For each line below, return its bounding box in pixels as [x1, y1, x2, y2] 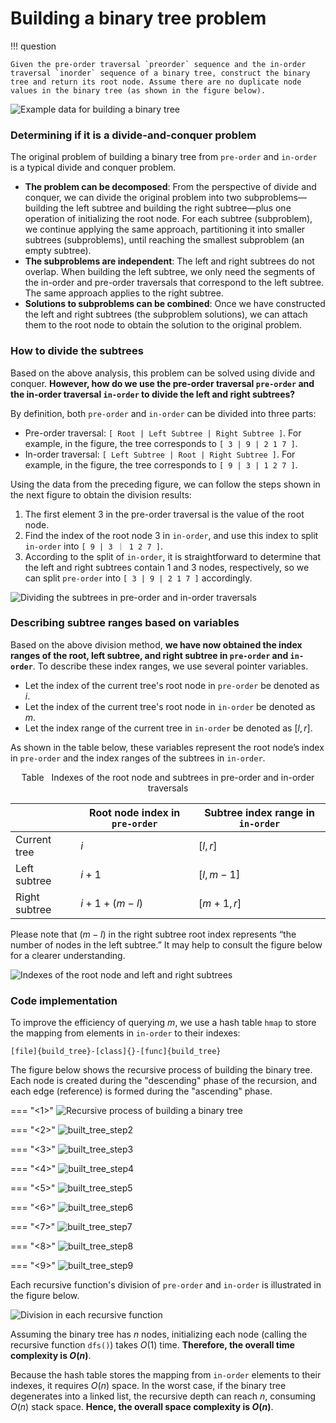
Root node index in [89, 805, 181, 819]
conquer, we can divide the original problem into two [24, 192, 242, 204]
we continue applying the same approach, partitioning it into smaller [24, 223, 306, 236]
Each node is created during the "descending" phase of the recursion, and [10, 1075, 317, 1087]
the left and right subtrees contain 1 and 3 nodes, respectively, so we [24, 561, 310, 573]
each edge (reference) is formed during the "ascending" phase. [10, 1085, 273, 1097]
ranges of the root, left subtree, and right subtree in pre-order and [10, 649, 289, 661]
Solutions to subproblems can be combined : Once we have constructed [24, 298, 326, 310]
